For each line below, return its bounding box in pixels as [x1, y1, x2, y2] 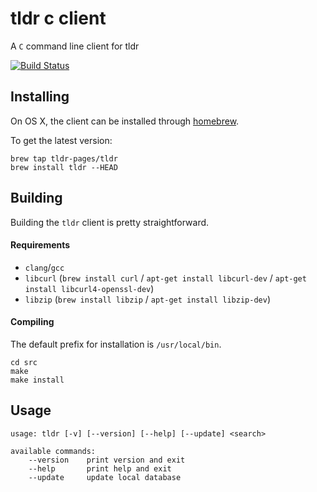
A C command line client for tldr [10, 40, 140, 52]
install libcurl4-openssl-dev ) [24, 282, 155, 294]
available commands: [10, 446, 97, 456]
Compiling [10, 316, 55, 328]
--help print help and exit [28, 463, 172, 474]
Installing [10, 88, 70, 106]
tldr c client [10, 7, 107, 30]
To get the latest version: [10, 134, 113, 146]
